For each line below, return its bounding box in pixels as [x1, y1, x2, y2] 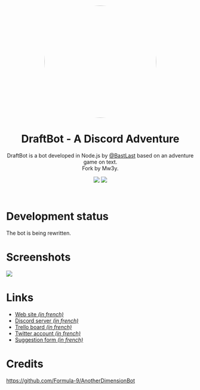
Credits [6, 357, 44, 370]
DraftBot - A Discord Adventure [21, 132, 180, 146]
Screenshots [6, 250, 71, 264]
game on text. [83, 158, 118, 165]
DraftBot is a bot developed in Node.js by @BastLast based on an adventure [7, 152, 194, 159]
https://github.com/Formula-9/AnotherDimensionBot [6, 377, 136, 384]
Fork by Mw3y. [82, 164, 119, 172]
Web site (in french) [14, 310, 64, 318]
